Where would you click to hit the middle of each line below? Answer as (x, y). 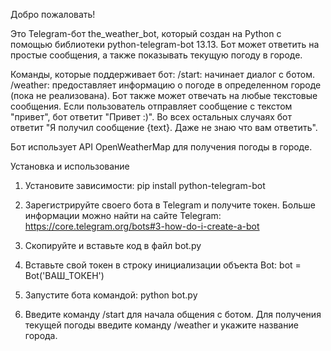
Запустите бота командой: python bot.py (111, 295)
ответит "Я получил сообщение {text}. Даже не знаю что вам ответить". (164, 127)
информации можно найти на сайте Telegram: (123, 215)
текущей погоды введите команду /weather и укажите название (161, 325)
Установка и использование (70, 166)
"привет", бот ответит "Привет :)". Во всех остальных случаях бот (151, 117)
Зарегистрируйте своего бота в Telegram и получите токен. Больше (170, 205)
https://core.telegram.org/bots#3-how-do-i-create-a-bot (142, 226)
